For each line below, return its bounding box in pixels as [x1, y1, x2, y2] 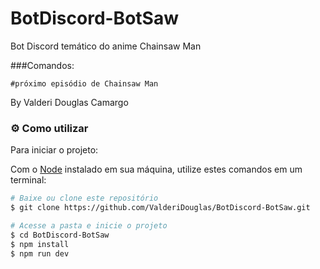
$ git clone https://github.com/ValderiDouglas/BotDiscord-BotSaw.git [10, 203, 311, 213]
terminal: [10, 174, 47, 186]
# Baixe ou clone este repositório [10, 193, 159, 204]
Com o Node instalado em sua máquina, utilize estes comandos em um [10, 163, 303, 176]
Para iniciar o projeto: [10, 144, 99, 156]
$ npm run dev [10, 248, 70, 259]
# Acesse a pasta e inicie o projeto [10, 220, 168, 231]
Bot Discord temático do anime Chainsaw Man [10, 40, 202, 52]
